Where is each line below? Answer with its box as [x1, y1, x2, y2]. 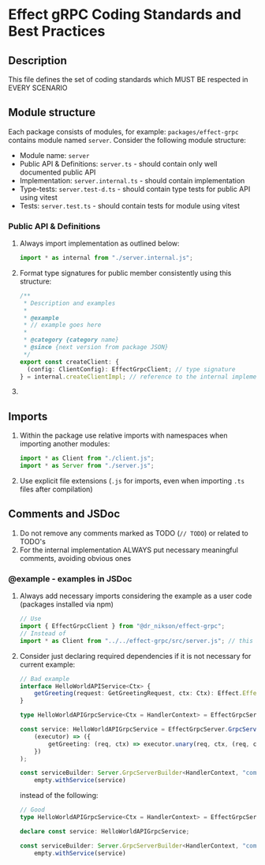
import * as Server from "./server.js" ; [19, 462, 155, 470]
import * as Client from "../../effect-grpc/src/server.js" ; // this [19, 637, 254, 645]
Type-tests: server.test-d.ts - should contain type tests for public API [19, 184, 251, 194]
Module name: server [19, 150, 90, 160]
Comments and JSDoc [8, 507, 121, 521]
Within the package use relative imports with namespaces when [19, 431, 228, 440]
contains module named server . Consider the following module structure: [8, 135, 247, 145]
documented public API [19, 167, 96, 177]
